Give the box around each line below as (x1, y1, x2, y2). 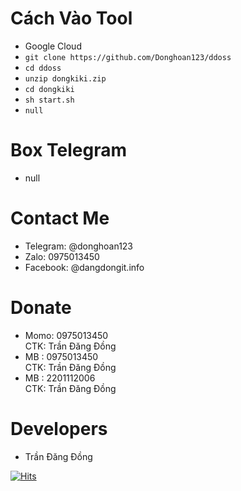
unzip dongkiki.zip (24, 73, 107, 84)
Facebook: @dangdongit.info (24, 261, 145, 273)
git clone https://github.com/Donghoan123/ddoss (24, 52, 232, 62)
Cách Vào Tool (10, 7, 133, 30)
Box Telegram (10, 139, 127, 162)
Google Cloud (24, 40, 82, 52)
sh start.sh (24, 95, 75, 105)
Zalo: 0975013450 (24, 250, 100, 262)
